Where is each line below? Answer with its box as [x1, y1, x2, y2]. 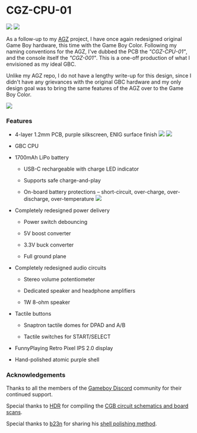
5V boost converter [23, 230, 71, 237]
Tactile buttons [14, 310, 52, 317]
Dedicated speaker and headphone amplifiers [23, 287, 135, 294]
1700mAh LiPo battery [14, 154, 69, 161]
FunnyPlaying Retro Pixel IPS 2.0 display [14, 345, 113, 352]
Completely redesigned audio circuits [14, 264, 107, 271]
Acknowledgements [6, 371, 66, 379]
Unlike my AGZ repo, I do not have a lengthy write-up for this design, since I [6, 72, 192, 79]
